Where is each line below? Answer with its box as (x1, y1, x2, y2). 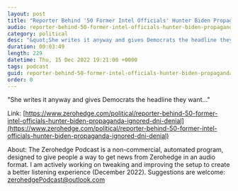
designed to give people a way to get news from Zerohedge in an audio (7, 153, 216, 161)
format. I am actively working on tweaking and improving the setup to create (7, 161, 230, 169)
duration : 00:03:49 (7, 43, 65, 50)
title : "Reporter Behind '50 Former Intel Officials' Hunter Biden (7, 17, 211, 24)
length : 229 (7, 50, 42, 57)
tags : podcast (7, 63, 50, 70)
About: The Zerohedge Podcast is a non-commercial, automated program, (7, 146, 224, 154)
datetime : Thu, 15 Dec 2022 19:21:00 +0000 (7, 57, 138, 64)
